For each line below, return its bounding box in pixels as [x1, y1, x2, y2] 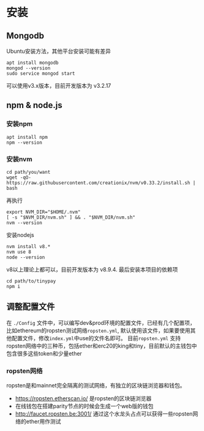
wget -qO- [6, 174, 32, 181]
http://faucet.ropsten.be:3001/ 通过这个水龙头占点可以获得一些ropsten [15, 410, 193, 417]
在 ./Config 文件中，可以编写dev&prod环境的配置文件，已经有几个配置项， [6, 319, 196, 326]
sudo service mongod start [6, 71, 75, 77]
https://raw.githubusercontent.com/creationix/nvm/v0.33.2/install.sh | [6, 179, 196, 186]
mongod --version [6, 65, 51, 71]
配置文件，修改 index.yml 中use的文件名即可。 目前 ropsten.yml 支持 [11, 334, 181, 341]
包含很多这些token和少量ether [6, 349, 83, 357]
